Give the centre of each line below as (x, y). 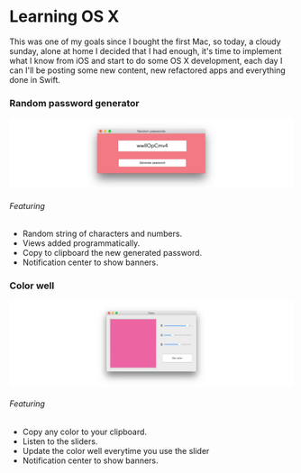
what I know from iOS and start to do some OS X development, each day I (146, 60)
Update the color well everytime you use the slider (116, 451)
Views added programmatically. (81, 243)
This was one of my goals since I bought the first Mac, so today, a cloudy (145, 41)
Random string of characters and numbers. (102, 234)
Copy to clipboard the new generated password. (112, 253)
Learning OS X (64, 17)
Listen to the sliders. (60, 441)
